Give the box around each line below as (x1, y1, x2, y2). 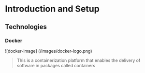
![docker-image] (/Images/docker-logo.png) (5, 48, 92, 54)
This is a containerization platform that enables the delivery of (16, 57, 141, 63)
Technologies (5, 23, 47, 31)
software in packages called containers (16, 62, 96, 68)
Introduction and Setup (5, 3, 100, 15)
